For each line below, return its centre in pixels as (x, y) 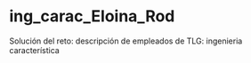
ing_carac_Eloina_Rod (92, 16)
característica (34, 50)
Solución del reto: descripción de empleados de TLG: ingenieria (126, 41)
